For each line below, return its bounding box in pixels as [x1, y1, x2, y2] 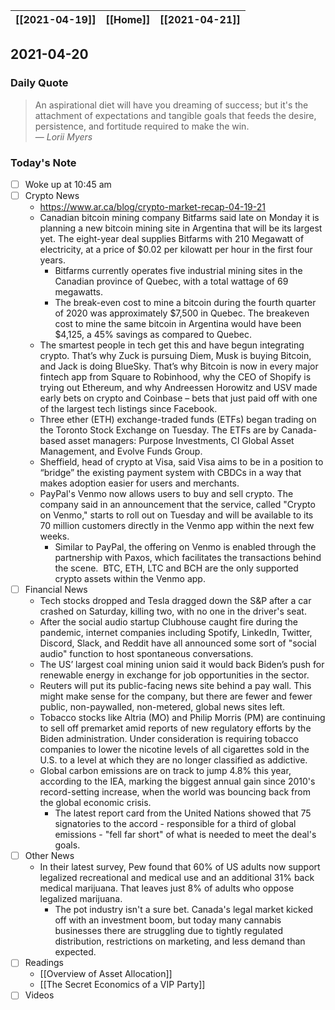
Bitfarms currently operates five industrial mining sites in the [54, 265, 303, 277]
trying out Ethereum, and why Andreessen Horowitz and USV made [39, 382, 318, 394]
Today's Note [10, 155, 77, 169]
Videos [24, 989, 55, 1001]
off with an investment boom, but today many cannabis [54, 914, 282, 926]
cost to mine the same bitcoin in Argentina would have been [54, 318, 302, 330]
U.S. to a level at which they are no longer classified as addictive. [39, 754, 308, 766]
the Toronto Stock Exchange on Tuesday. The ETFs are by [39, 424, 280, 436]
